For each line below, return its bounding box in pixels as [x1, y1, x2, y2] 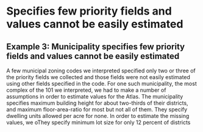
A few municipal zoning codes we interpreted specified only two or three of [6, 67, 196, 74]
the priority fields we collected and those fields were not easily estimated [6, 74, 191, 80]
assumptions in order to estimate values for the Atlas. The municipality [6, 93, 183, 100]
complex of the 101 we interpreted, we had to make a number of [6, 86, 166, 94]
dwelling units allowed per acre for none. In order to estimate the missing [6, 113, 190, 119]
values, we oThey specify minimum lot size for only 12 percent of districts [6, 119, 191, 126]
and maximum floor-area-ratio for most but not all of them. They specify [6, 106, 188, 113]
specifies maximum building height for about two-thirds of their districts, [6, 99, 188, 106]
